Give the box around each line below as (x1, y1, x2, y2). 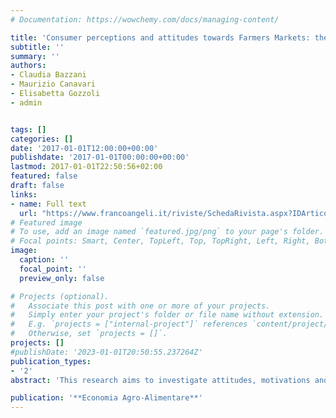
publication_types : (10, 356, 92, 366)
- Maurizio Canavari (10, 79, 97, 90)
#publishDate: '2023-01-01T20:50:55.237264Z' (10, 347, 203, 357)
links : (10, 189, 38, 200)
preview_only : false (19, 273, 105, 283)
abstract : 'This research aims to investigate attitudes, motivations (10, 375, 311, 385)
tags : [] (10, 124, 47, 135)
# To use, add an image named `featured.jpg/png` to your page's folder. (10, 227, 325, 237)
